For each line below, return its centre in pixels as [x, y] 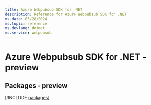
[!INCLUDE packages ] [27, 97]
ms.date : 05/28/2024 [26, 19]
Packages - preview [36, 86]
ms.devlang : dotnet [25, 28]
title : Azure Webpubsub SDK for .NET [44, 10]
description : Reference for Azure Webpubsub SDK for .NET [66, 14]
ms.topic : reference [26, 23]
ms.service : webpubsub [28, 33]
